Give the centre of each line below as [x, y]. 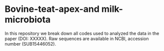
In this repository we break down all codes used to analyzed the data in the [82, 33]
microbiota [28, 20]
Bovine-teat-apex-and [52, 9]
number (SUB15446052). [30, 44]
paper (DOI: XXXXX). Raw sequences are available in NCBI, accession [77, 39]
